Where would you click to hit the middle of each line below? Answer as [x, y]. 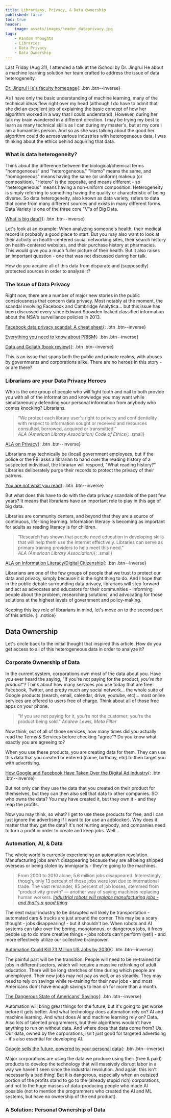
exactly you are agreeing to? [35, 742]
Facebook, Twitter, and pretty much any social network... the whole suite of [84, 690]
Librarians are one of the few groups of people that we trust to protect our [83, 573]
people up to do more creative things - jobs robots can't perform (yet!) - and [86, 934]
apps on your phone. [27, 706]
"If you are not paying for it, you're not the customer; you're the [84, 716]
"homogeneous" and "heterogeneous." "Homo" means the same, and [78, 171]
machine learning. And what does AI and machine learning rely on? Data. [82, 1017]
